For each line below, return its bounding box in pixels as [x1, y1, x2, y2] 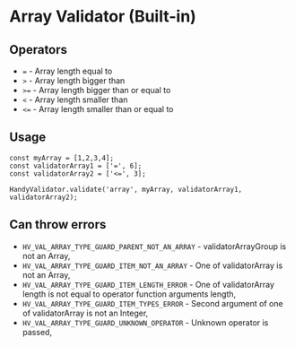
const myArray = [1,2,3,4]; [9, 153, 115, 162]
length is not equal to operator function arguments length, [22, 289, 237, 299]
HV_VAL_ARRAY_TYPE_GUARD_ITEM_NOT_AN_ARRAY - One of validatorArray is [22, 260, 283, 271]
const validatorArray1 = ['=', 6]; [9, 161, 143, 170]
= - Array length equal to [22, 65, 113, 76]
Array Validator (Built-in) [9, 6, 197, 27]
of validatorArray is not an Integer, [22, 307, 149, 318]
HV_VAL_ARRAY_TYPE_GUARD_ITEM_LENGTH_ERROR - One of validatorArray [22, 279, 275, 290]
